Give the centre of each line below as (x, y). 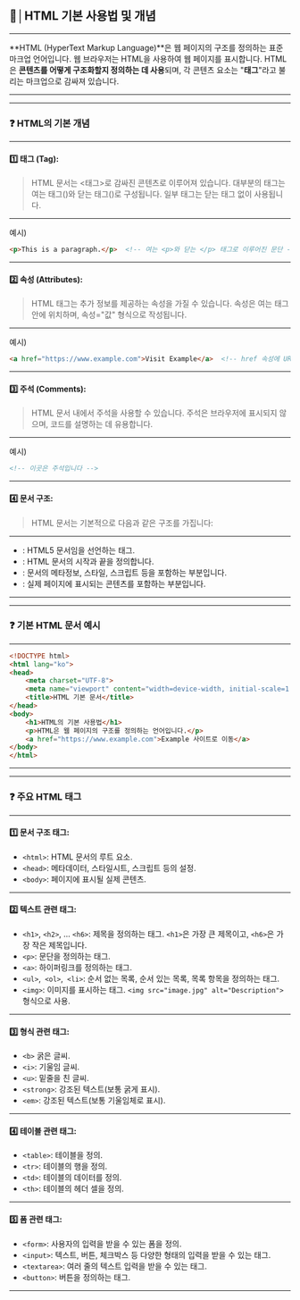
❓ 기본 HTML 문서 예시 (55, 625)
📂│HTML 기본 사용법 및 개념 (83, 16)
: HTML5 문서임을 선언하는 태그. (79, 550)
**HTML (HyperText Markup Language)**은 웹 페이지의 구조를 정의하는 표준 (146, 47)
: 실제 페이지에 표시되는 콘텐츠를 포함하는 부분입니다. (114, 583)
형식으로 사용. (46, 1001)
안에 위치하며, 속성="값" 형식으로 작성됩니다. (109, 315)
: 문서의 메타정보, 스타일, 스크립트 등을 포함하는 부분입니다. (125, 572)
